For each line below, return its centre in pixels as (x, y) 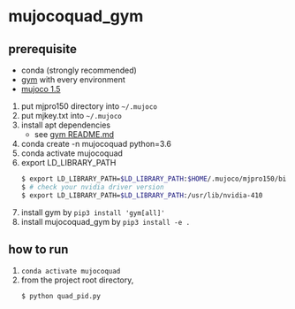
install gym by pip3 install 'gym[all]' (93, 212)
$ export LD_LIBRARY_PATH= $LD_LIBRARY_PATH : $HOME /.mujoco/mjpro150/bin (155, 179)
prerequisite (42, 49)
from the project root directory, (77, 280)
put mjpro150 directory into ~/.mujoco (89, 106)
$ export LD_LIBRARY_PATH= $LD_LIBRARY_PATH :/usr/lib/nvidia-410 (142, 195)
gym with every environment (73, 80)
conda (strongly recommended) (79, 70)
